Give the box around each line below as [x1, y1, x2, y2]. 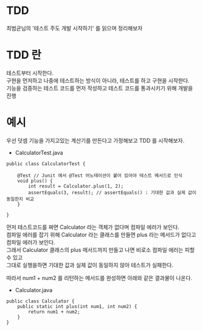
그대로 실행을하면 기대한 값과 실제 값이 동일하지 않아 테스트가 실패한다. [6, 261, 173, 268]
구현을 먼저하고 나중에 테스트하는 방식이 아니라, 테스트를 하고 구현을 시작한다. [6, 77, 190, 84]
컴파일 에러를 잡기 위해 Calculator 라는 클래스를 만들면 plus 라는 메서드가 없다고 [6, 231, 197, 238]
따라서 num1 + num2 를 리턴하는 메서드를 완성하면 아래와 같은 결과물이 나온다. [6, 274, 193, 281]
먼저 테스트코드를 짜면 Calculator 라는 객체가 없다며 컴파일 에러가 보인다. [6, 223, 179, 231]
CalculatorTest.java [15, 149, 63, 156]
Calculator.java [15, 286, 53, 293]
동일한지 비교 [6, 196, 35, 202]
